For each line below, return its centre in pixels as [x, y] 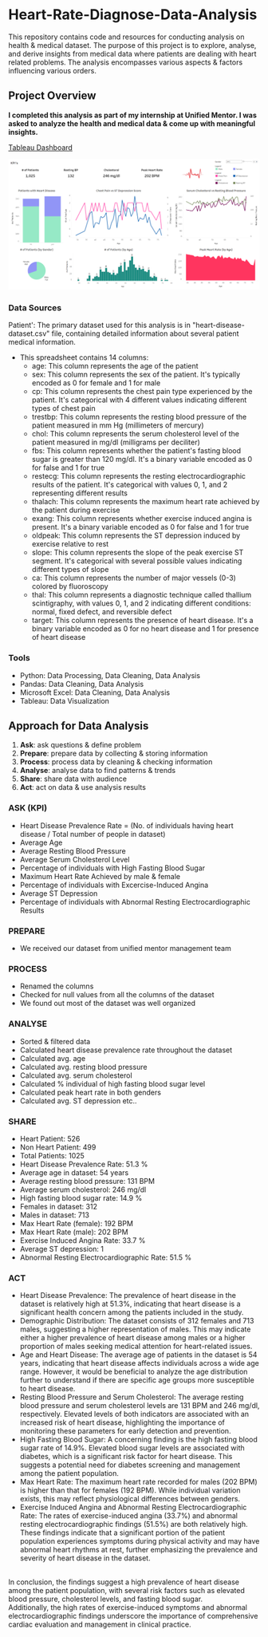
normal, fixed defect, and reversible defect [102, 612]
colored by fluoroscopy [70, 586]
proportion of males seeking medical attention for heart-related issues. [136, 1347]
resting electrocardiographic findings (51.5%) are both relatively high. [134, 1525]
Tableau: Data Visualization [65, 700]
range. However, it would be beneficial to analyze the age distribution [134, 1372]
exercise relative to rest [70, 544]
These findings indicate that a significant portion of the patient [122, 1532]
